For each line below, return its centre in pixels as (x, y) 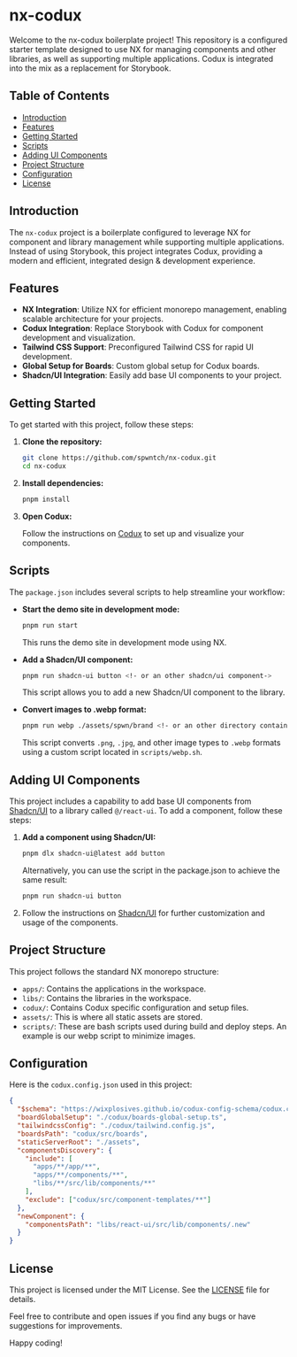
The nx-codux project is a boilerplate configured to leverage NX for (130, 232)
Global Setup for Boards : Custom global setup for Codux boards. (141, 366)
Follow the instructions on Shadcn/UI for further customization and (143, 913)
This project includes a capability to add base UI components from (130, 801)
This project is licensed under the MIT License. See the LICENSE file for (140, 1290)
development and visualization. (79, 338)
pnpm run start (50, 625)
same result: (45, 879)
